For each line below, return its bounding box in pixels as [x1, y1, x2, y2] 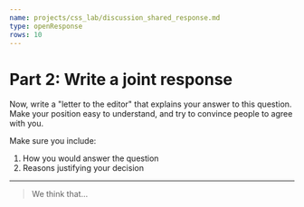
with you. [9, 118, 43, 129]
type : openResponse [9, 22, 83, 31]
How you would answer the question [22, 153, 159, 164]
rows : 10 [9, 30, 43, 39]
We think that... [31, 189, 89, 200]
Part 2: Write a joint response [9, 69, 233, 89]
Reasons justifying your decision [22, 163, 145, 174]
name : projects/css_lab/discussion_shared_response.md [9, 13, 221, 23]
